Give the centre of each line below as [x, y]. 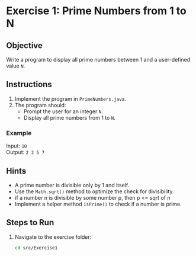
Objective [25, 45]
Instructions [29, 84]
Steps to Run [30, 223]
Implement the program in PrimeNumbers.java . [70, 98]
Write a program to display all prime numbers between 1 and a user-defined [98, 60]
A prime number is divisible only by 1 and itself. [72, 185]
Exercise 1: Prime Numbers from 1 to [96, 11]
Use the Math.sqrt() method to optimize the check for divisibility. [94, 191]
